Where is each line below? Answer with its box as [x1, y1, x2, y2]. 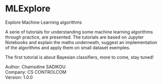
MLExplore [5, 3, 51, 14]
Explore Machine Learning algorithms [5, 19, 82, 25]
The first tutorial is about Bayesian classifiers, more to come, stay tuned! [5, 54, 154, 60]
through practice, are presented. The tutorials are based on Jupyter [5, 34, 144, 40]
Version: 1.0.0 [5, 74, 33, 80]
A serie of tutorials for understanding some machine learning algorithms [5, 29, 153, 35]
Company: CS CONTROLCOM [5, 69, 66, 75]
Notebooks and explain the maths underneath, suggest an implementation [5, 39, 158, 45]
